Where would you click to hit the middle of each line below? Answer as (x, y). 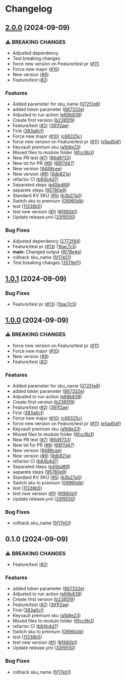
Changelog (29, 9)
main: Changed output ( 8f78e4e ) (47, 252)
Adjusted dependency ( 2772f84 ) (46, 241)
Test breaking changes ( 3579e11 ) (47, 263)
